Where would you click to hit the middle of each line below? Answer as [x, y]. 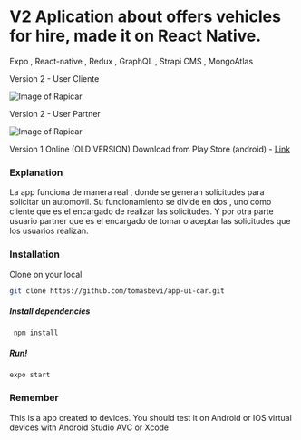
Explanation [36, 172]
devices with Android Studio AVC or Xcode [89, 427]
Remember [34, 398]
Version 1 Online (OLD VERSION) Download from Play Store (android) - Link [150, 149]
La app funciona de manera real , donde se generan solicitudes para [137, 192]
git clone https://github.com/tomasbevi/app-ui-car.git [117, 291]
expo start [30, 375]
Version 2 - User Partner [55, 113]
